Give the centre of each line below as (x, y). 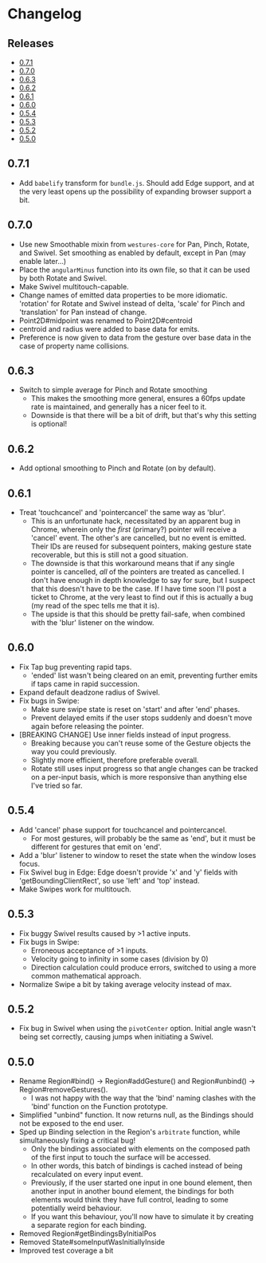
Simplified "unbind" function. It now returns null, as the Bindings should (136, 1115)
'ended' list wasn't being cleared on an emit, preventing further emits (144, 675)
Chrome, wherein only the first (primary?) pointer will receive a (133, 529)
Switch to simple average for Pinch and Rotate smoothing (113, 390)
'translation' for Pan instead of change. (83, 312)
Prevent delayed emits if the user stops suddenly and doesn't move (141, 718)
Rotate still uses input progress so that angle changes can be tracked (144, 768)
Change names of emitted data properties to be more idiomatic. (123, 295)
